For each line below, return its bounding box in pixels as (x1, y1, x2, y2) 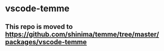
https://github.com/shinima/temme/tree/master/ (5, 30, 160, 38)
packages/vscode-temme (5, 38, 87, 46)
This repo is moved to (5, 23, 73, 31)
